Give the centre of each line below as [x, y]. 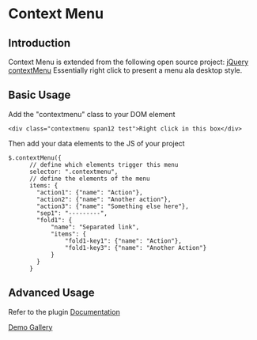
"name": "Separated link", [95, 227]
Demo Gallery [30, 327]
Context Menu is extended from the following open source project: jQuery [128, 62]
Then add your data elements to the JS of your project [96, 143]
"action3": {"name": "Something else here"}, [113, 206]
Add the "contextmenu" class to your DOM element [92, 114]
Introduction [40, 43]
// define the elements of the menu [89, 179]
